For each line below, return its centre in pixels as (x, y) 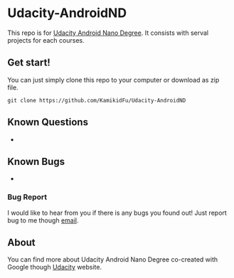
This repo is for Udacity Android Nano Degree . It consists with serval (108, 33)
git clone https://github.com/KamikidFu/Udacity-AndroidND (97, 100)
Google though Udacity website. (54, 267)
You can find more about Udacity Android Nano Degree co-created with (113, 260)
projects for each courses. (46, 40)
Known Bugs (36, 161)
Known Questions (48, 122)
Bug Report (27, 197)
